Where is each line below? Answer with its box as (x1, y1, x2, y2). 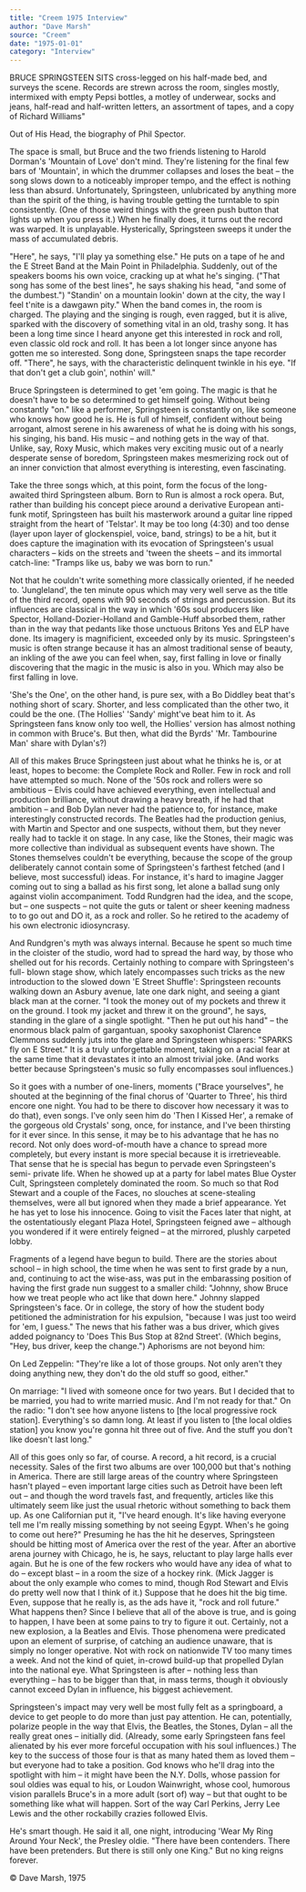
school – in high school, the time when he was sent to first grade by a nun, (9, 1263, 289, 1274)
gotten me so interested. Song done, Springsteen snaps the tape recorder (9, 348, 287, 359)
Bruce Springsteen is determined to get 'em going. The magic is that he (9, 384, 278, 396)
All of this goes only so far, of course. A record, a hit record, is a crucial (9, 1452, 277, 1463)
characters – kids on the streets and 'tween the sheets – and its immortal (9, 547, 282, 558)
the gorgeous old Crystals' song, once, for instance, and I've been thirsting (9, 1120, 291, 1130)
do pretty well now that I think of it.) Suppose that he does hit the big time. (9, 1587, 288, 1599)
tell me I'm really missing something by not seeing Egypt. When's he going (9, 1519, 290, 1530)
